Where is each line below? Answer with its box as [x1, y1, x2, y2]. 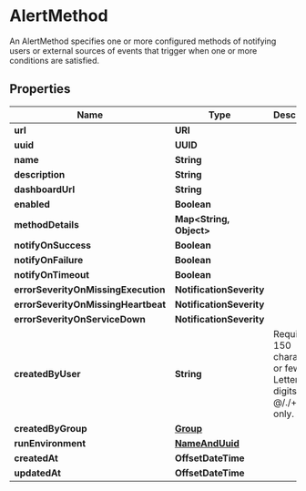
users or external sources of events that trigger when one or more [9, 45, 258, 56]
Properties [9, 81, 71, 97]
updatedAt [14, 466, 62, 479]
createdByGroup [14, 422, 88, 435]
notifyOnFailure [14, 253, 84, 266]
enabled [14, 198, 50, 210]
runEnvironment [14, 436, 87, 449]
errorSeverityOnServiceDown [14, 312, 146, 325]
